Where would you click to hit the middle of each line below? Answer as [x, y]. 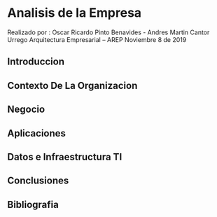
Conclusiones [38, 181]
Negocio [26, 110]
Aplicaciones [37, 133]
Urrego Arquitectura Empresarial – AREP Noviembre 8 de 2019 [97, 39]
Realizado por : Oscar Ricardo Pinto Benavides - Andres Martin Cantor [108, 32]
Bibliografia [33, 204]
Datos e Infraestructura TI [65, 156]
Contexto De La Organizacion [72, 85]
